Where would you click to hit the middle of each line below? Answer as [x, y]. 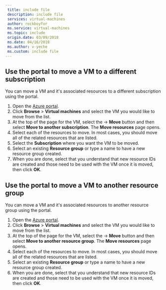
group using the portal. [28, 210]
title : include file [28, 10]
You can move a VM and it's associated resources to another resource [77, 205]
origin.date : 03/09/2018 [33, 38]
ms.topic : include [26, 33]
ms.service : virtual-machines [38, 28]
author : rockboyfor [28, 24]
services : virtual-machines [36, 19]
